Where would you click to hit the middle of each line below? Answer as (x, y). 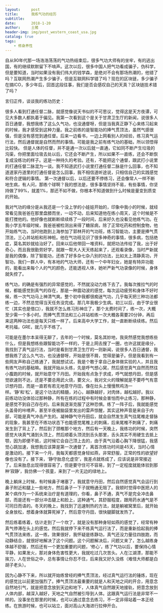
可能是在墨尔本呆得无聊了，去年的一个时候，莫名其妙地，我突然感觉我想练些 (81, 337)
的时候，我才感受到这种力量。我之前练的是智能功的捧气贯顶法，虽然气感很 (79, 130)
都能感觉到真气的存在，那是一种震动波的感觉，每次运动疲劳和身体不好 (83, 290)
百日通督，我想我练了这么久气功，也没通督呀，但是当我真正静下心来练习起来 (81, 123)
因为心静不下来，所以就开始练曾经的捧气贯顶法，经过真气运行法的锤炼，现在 (81, 575)
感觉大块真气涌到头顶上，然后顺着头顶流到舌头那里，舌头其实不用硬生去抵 (79, 434)
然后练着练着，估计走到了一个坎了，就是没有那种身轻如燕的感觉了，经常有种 (81, 522)
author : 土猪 (22, 28)
